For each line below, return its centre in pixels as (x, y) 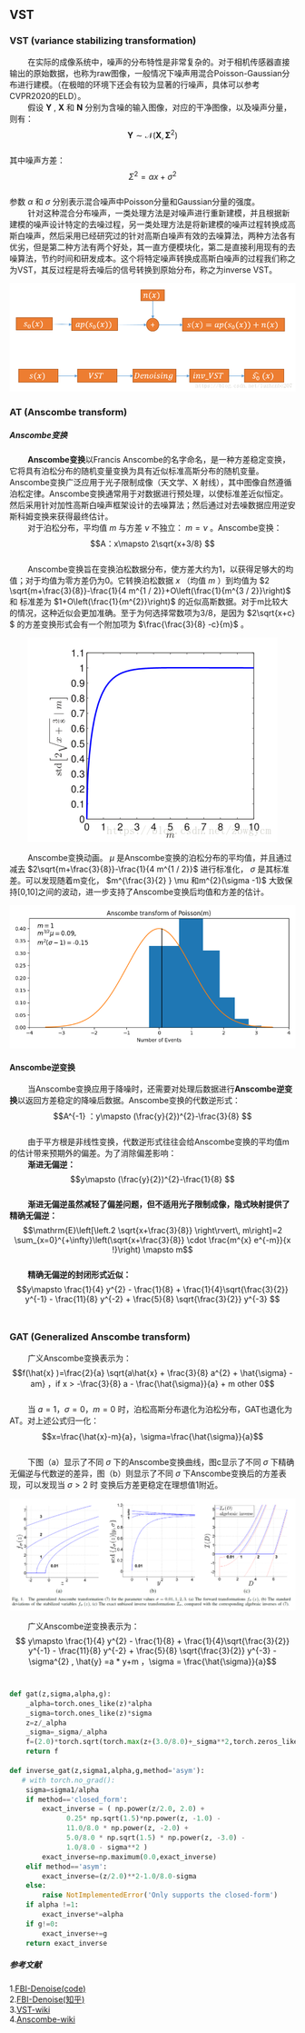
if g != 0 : (42, 1924)
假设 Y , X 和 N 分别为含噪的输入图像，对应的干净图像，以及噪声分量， (159, 107)
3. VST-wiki (30, 2009)
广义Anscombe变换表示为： (79, 1358)
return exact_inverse (66, 1943)
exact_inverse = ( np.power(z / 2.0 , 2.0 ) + (123, 1809)
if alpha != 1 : (52, 1905)
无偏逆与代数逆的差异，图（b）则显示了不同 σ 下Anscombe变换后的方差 (144, 1473)
